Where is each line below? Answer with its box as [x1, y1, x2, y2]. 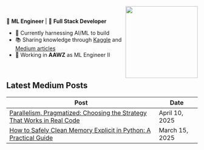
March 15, [158, 126, 189, 134]
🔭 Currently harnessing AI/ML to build [15, 30, 110, 36]
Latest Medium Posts [6, 80, 88, 91]
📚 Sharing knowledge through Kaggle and [15, 36, 122, 43]
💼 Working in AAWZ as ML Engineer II [15, 51, 110, 58]
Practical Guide [9, 133, 53, 142]
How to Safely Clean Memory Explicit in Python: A [9, 126, 151, 134]
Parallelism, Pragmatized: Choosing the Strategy [9, 108, 147, 117]
